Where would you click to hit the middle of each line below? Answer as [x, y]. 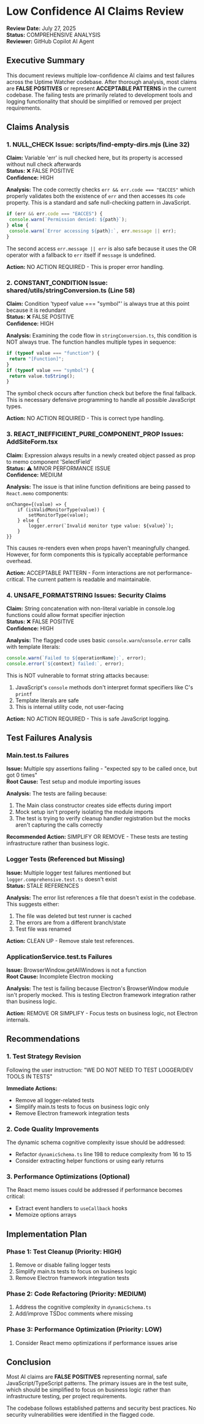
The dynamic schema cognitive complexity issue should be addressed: [96, 1142]
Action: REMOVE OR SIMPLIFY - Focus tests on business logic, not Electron [102, 1013]
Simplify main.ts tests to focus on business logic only [82, 1107]
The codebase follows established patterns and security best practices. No [101, 1408]
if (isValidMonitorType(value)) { [61, 510]
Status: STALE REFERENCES [43, 885]
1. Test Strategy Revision [44, 1056]
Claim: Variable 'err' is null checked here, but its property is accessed [94, 158]
